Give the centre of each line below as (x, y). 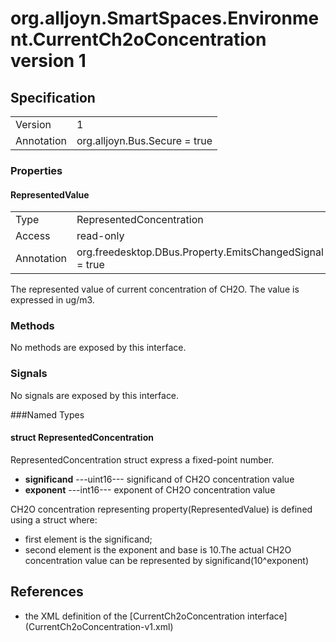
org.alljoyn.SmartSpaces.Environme (165, 18)
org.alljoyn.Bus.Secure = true (144, 140)
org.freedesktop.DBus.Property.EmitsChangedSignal (200, 252)
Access (33, 236)
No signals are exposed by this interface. (95, 395)
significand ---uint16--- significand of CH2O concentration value (159, 479)
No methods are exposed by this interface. (98, 348)
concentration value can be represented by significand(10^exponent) (167, 560)
